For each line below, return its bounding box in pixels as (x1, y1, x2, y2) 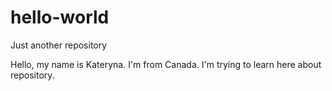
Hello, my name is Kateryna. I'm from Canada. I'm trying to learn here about (10, 58, 322, 70)
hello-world (10, 6, 110, 29)
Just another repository (10, 39, 108, 51)
